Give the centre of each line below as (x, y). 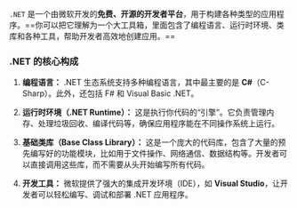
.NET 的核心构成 (44, 61)
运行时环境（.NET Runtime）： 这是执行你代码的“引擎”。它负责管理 (144, 112)
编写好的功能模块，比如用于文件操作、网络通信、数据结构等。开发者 (155, 154)
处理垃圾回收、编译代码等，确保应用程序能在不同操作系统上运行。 (159, 124)
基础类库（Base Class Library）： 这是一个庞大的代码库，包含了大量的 (150, 142)
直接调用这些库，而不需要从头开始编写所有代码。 (120, 164)
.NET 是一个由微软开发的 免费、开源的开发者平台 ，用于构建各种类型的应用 (143, 14)
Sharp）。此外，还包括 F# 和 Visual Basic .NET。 (110, 93)
